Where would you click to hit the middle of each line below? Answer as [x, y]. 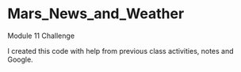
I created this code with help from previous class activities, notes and [121, 51]
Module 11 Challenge [41, 36]
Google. [20, 59]
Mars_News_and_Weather [96, 14]
